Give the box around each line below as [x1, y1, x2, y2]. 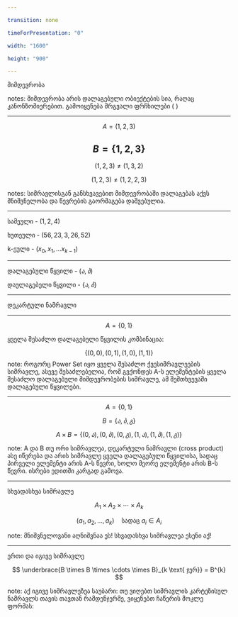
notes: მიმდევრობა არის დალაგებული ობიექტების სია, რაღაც [7, 94, 195, 103]
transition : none [7, 16, 59, 23]
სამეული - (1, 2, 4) [7, 217, 60, 226]
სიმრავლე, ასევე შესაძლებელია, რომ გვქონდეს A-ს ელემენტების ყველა [7, 367, 227, 376]
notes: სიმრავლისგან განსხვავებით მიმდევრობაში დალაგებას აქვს [7, 189, 210, 198]
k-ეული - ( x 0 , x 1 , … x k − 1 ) [7, 245, 79, 255]
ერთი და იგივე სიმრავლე [7, 552, 85, 560]
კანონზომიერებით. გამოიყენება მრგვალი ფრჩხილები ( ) [7, 102, 178, 111]
